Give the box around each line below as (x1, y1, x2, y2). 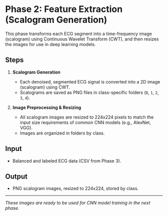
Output (5, 172, 27, 180)
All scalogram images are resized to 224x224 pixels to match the (19, 114, 154, 120)
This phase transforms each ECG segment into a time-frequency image (5, 30, 152, 36)
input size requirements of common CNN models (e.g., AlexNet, (19, 119, 151, 125)
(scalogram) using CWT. (19, 84, 70, 90)
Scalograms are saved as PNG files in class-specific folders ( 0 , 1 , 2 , (19, 89, 159, 95)
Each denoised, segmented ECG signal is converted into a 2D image (19, 78, 160, 84)
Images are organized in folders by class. (19, 130, 105, 136)
